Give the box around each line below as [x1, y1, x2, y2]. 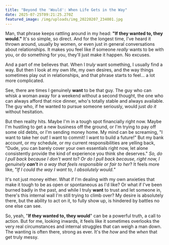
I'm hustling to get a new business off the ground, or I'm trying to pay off [5, 124, 156, 130]
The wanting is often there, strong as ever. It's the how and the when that [5, 229, 157, 235]
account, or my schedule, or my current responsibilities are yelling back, [5, 140, 155, 146]
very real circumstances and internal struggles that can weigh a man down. [5, 223, 162, 229]
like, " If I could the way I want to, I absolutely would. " [5, 167, 116, 173]
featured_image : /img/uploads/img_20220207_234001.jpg [5, 17, 123, 22]
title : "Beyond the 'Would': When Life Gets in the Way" [5, 7, 128, 13]
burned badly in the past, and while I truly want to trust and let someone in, [5, 187, 162, 193]
